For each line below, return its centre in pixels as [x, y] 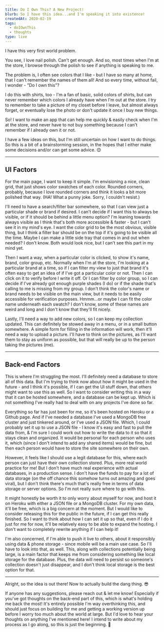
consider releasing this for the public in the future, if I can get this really [77, 513]
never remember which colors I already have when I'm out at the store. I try [81, 100]
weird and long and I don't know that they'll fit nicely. [58, 309]
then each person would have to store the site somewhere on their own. [77, 448]
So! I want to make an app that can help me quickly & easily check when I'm [81, 120]
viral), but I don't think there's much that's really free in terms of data [74, 483]
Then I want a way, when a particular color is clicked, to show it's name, [77, 257]
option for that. [20, 570]
